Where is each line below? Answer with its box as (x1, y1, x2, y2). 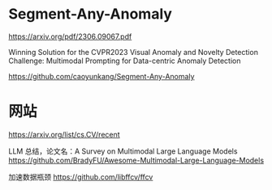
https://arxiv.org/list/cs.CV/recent (8, 129, 120, 139)
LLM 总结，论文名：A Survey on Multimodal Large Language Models (8, 146, 238, 156)
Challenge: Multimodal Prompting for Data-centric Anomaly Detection (8, 56, 241, 65)
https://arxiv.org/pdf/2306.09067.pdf (8, 32, 132, 41)
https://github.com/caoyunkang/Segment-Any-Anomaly (8, 71, 195, 81)
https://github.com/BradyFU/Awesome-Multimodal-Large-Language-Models (8, 155, 265, 165)
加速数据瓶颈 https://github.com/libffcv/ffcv (8, 171, 153, 182)
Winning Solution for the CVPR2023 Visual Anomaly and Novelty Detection (8, 47, 258, 57)
